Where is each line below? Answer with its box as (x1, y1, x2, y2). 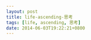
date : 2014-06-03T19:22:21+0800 (6, 25, 85, 31)
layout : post (6, 8, 38, 15)
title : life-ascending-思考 (6, 14, 73, 20)
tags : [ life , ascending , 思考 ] (6, 19, 81, 25)
